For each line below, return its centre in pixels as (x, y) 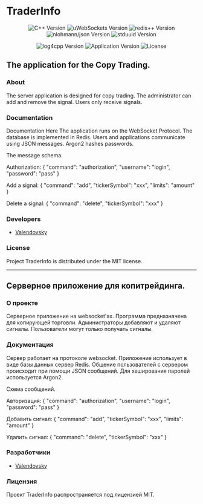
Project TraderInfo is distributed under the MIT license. (75, 261)
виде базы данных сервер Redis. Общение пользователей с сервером (97, 364)
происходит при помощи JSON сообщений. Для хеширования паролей (98, 371)
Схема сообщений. (31, 389)
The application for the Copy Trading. (78, 65)
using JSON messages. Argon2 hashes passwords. (70, 143)
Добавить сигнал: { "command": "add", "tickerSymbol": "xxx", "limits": (95, 419)
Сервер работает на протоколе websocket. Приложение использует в (97, 358)
